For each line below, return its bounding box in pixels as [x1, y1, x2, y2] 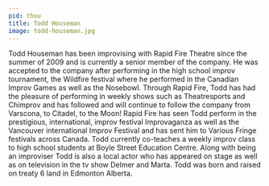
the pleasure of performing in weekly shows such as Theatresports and [8, 92, 246, 101]
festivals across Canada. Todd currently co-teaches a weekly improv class [8, 134, 256, 144]
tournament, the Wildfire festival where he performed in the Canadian [8, 74, 239, 85]
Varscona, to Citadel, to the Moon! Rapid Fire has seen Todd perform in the [8, 109, 257, 118]
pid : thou [8, 11, 42, 20]
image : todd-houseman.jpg [8, 27, 95, 35]
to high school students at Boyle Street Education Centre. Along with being [8, 143, 256, 153]
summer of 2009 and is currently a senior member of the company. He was [8, 57, 259, 67]
